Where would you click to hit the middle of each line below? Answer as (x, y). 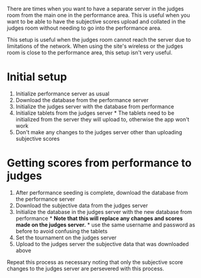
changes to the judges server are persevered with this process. (86, 268)
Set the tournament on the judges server (66, 238)
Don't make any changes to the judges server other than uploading (99, 132)
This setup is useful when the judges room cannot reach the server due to (99, 40)
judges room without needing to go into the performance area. (85, 28)
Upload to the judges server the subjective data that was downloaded (102, 244)
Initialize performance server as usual (62, 94)
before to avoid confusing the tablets (62, 231)
